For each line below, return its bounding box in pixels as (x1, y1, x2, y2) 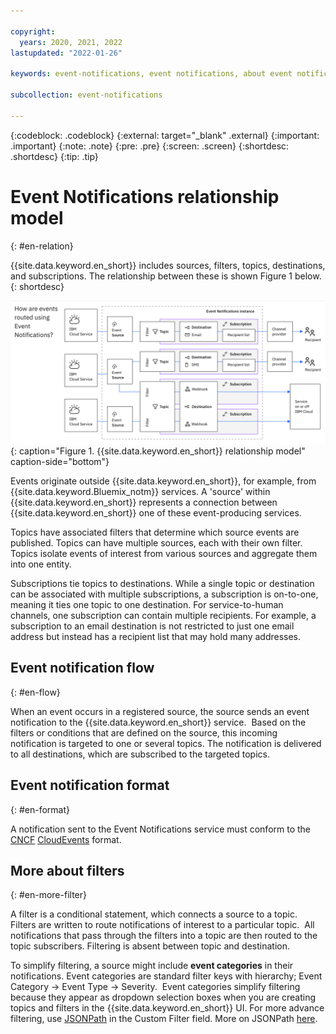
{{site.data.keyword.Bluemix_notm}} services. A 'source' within (10, 485, 271, 497)
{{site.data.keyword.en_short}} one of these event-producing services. (10, 506, 302, 519)
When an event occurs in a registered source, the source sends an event (10, 705, 310, 717)
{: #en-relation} (10, 240, 74, 252)
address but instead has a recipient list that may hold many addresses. (10, 630, 302, 642)
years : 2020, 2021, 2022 (19, 37, 123, 47)
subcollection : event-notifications (10, 90, 163, 100)
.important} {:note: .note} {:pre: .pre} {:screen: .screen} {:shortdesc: (10, 140, 290, 152)
